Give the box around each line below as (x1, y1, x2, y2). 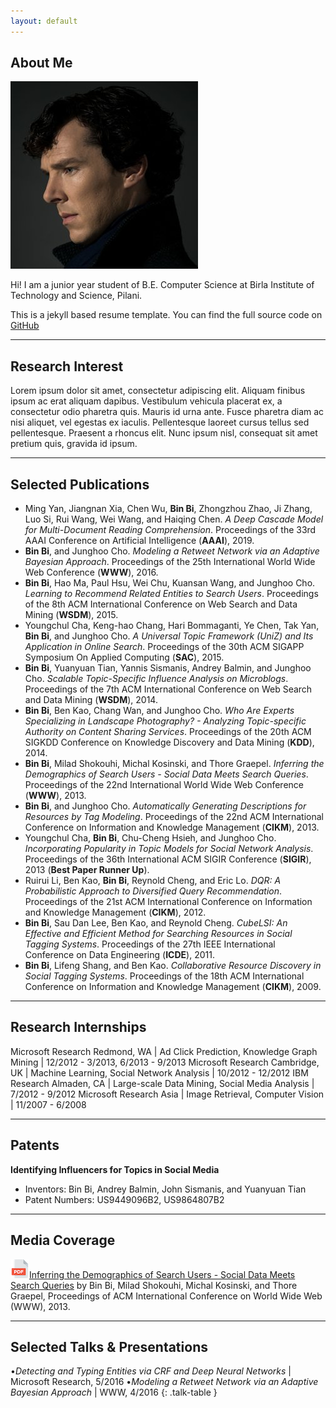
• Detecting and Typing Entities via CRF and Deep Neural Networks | (10, 1365, 292, 1377)
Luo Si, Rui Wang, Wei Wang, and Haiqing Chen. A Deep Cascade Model (24, 513, 324, 525)
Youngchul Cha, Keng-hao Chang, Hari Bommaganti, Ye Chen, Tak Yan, (24, 620, 320, 632)
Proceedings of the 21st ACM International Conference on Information (24, 896, 313, 908)
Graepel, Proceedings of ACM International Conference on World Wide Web (10, 1290, 323, 1302)
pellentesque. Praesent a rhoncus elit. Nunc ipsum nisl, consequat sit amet (10, 427, 318, 439)
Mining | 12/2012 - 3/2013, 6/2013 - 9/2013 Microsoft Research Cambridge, (10, 1056, 320, 1068)
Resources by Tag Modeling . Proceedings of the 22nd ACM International (24, 811, 324, 823)
